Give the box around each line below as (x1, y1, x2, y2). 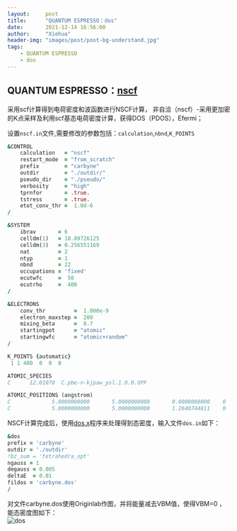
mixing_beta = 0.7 (20, 320, 93, 327)
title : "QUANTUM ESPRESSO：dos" (7, 17, 118, 24)
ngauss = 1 (7, 459, 40, 466)
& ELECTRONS (7, 300, 40, 307)
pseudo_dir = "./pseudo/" (20, 175, 106, 183)
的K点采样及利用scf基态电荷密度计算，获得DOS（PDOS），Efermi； (7, 114, 203, 122)
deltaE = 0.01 (7, 473, 52, 480)
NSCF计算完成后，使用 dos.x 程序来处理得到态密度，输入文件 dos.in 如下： (7, 419, 221, 427)
